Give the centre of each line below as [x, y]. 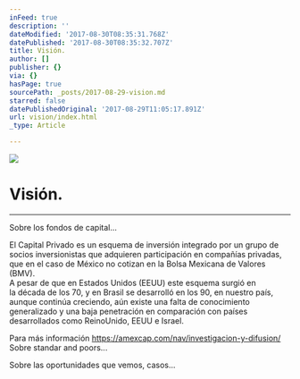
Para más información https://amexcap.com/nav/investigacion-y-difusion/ [145, 338]
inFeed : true [33, 17]
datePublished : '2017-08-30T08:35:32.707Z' [92, 42]
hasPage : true [36, 84]
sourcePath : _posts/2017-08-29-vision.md [87, 92]
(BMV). [22, 273]
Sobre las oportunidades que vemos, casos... [92, 365]
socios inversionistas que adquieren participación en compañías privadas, [146, 254]
